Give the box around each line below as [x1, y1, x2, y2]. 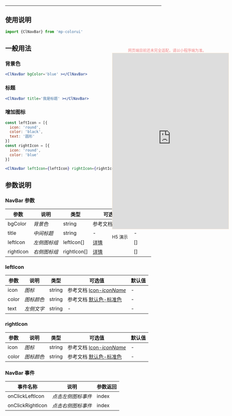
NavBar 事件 [5, 369, 35, 376]
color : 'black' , [9, 129, 43, 134]
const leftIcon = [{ [5, 120, 48, 125]
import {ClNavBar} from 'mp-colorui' [5, 29, 83, 34]
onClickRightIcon [7, 402, 48, 409]
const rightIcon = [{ [5, 143, 50, 149]
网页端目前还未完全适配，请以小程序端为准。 [128, 48, 207, 53]
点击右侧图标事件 [52, 402, 92, 409]
